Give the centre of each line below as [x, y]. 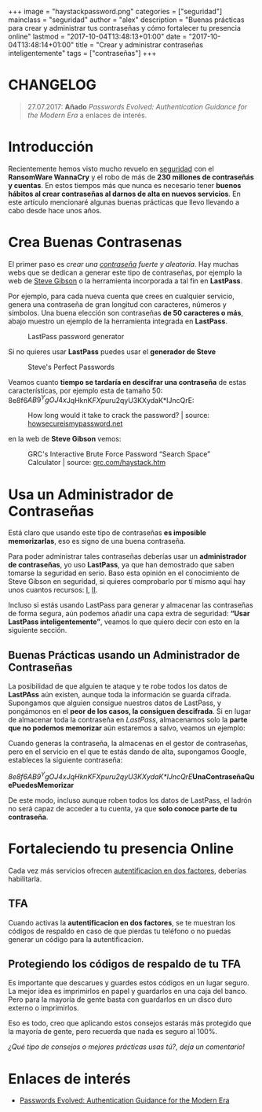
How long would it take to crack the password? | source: [119, 416]
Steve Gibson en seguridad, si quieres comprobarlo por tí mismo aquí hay [127, 582]
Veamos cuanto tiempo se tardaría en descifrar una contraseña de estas [127, 382]
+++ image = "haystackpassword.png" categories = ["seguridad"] [115, 11]
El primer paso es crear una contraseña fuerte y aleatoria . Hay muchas [124, 264]
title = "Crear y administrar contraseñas [140, 45]
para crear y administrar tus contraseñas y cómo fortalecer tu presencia [125, 28]
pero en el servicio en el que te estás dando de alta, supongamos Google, [127, 752]
